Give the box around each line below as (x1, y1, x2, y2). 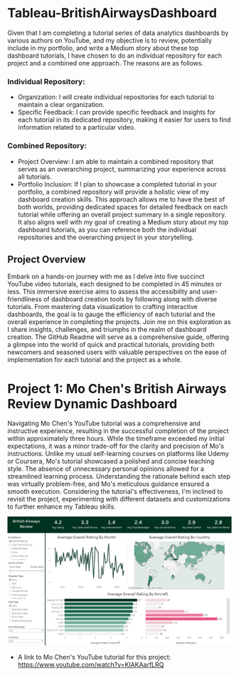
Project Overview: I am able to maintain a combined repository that (17, 157, 213, 165)
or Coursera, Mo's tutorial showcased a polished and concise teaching (7, 457, 215, 466)
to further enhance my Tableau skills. (7, 502, 116, 511)
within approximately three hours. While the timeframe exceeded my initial (7, 435, 225, 443)
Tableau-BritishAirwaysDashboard (7, 5, 217, 21)
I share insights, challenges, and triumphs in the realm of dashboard (7, 326, 207, 334)
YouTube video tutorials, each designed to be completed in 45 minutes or (7, 280, 223, 288)
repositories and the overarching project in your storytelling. (17, 233, 194, 241)
